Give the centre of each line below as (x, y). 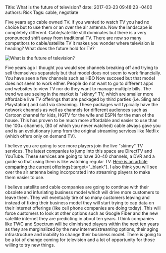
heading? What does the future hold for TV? (50, 48)
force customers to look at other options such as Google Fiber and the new (82, 213)
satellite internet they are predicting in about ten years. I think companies (80, 219)
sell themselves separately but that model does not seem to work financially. (83, 73)
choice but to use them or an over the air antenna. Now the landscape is (79, 27)
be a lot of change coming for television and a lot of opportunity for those (80, 240)
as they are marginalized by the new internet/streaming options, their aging (82, 229)
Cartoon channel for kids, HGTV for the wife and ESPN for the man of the (80, 115)
